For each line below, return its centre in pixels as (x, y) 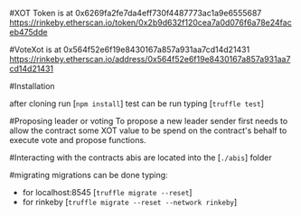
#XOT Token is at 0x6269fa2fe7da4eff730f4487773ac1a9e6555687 (136, 13)
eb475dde (28, 32)
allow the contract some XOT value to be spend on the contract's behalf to (148, 130)
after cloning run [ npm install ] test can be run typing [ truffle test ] (137, 103)
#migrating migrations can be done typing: (89, 175)
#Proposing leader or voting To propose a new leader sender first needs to (149, 121)
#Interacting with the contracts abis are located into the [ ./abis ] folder (141, 157)
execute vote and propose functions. (78, 140)
